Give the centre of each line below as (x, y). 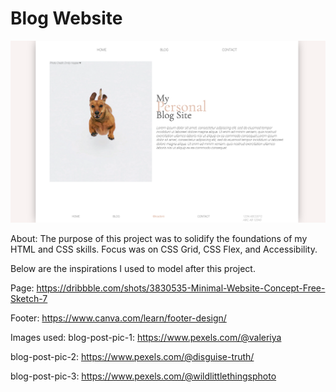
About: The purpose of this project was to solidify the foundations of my (159, 238)
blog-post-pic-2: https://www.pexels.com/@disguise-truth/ (132, 356)
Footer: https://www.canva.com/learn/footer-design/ (118, 318)
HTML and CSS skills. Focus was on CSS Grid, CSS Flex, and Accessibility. (164, 249)
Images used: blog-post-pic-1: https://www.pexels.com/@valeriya (146, 337)
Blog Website (66, 18)
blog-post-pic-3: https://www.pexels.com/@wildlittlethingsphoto (143, 376)
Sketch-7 (29, 298)
